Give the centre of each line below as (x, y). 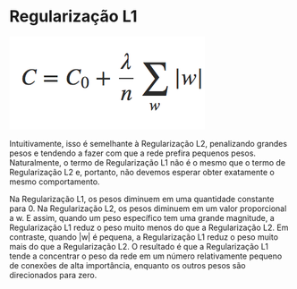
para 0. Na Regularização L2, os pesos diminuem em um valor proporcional (148, 208)
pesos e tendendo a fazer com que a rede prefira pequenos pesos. (133, 153)
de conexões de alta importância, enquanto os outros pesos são (127, 265)
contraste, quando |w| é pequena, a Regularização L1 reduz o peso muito (144, 237)
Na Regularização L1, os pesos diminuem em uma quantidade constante (142, 199)
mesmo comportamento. (55, 182)
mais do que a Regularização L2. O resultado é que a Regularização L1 (139, 246)
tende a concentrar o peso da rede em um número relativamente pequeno (146, 256)
